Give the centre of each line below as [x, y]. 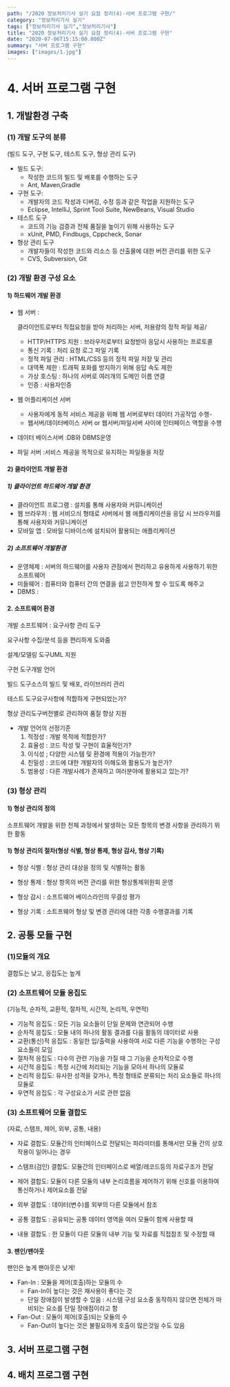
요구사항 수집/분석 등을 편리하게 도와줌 [59, 640]
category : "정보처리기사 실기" [46, 20]
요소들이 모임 [35, 1049]
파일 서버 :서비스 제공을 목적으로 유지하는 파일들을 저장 [91, 452]
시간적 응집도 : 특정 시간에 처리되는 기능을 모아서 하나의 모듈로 [101, 1066]
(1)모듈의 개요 [29, 957]
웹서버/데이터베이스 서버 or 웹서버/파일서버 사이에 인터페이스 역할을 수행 [125, 423]
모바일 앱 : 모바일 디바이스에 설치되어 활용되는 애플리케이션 [96, 531]
